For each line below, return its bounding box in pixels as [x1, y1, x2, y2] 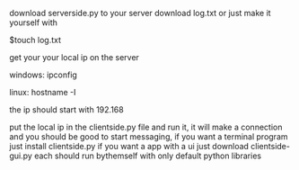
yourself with [9, 17, 58, 28]
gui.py [9, 150, 33, 161]
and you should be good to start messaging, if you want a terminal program [9, 131, 289, 142]
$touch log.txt [9, 35, 61, 45]
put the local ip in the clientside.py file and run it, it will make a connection [9, 121, 283, 132]
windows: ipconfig [9, 69, 78, 80]
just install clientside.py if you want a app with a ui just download [9, 141, 250, 151]
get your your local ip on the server [9, 52, 139, 62]
